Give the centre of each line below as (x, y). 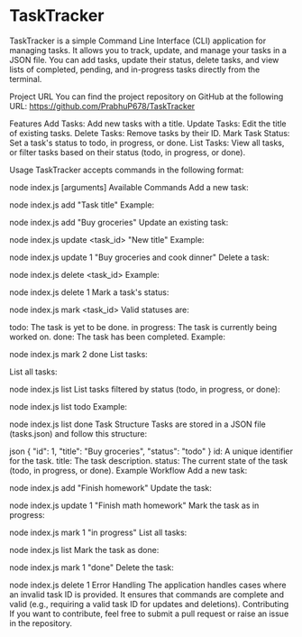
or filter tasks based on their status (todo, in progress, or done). (128, 152)
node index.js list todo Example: (69, 406)
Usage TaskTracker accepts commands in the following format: (127, 170)
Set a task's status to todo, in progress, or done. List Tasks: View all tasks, (147, 143)
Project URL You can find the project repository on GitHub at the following (146, 97)
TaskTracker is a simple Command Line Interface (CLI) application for (138, 41)
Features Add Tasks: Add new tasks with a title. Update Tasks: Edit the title (148, 124)
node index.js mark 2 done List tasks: (79, 354)
